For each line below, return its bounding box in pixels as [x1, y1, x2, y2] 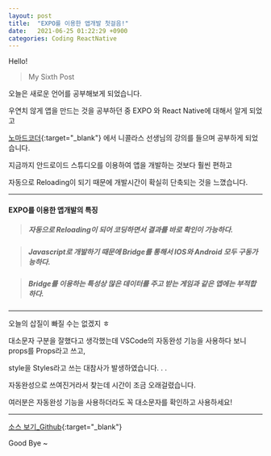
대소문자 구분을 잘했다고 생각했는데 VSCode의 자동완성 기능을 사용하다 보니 [8, 336, 247, 345]
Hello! [8, 56, 28, 66]
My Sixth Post [27, 72, 75, 82]
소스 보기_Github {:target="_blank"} [8, 421, 123, 432]
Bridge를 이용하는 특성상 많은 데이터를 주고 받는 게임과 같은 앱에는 [27, 279, 236, 289]
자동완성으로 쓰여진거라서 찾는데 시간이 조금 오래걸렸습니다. [8, 380, 196, 390]
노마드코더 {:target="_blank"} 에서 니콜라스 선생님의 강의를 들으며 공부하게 [8, 133, 244, 143]
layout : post [8, 11, 52, 20]
